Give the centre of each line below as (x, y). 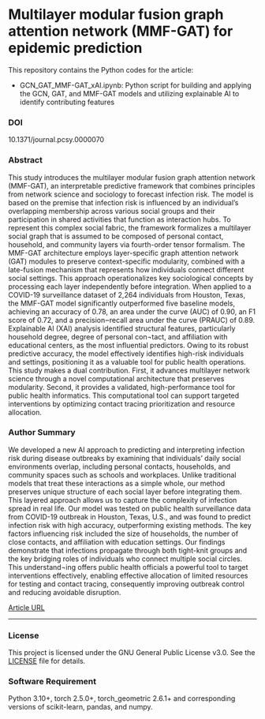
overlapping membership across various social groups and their (112, 211)
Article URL (26, 607)
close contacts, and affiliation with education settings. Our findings (117, 541)
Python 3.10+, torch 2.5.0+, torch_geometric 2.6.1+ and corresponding (122, 698)
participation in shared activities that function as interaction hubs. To (119, 219)
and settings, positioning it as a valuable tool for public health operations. (127, 361)
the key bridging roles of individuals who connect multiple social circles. (125, 559)
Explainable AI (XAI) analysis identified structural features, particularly (122, 328)
